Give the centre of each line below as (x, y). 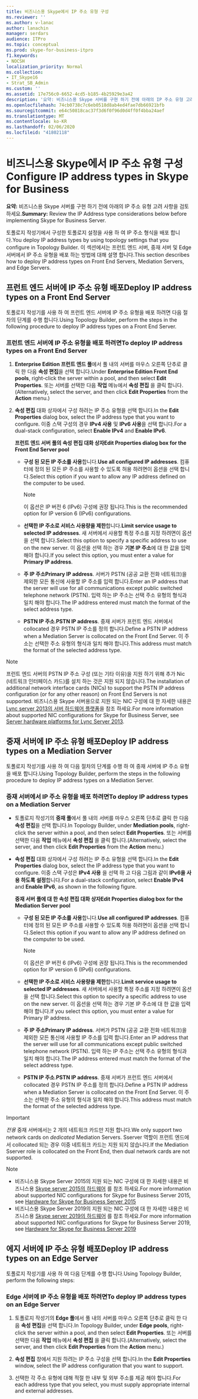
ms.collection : (25, 72)
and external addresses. (44, 1391)
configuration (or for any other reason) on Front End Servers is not (87, 694)
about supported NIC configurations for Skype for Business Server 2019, (103, 1223)
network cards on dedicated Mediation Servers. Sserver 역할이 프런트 (90, 1137)
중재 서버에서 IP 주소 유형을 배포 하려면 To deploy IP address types (97, 796)
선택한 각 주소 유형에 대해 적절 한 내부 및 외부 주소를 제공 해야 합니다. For (98, 1378)
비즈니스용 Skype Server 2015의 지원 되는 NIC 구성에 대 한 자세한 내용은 (98, 1181)
